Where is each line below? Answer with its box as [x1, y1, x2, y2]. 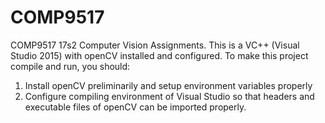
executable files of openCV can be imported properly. [24, 101, 247, 113]
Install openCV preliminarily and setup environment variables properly [24, 79, 313, 91]
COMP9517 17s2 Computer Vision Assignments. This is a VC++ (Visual [10, 39, 300, 51]
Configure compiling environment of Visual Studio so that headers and [24, 90, 315, 102]
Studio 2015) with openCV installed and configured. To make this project [10, 49, 309, 61]
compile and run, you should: [10, 60, 131, 72]
